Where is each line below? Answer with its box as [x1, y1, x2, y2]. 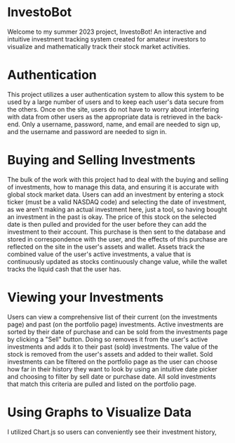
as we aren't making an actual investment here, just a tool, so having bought [7, 205, 227, 213]
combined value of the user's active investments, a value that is [7, 250, 192, 258]
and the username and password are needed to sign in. [7, 127, 167, 135]
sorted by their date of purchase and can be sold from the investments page [7, 327, 228, 336]
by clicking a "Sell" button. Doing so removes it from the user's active [7, 335, 208, 343]
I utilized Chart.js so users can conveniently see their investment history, [7, 428, 217, 436]
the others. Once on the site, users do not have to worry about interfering [7, 105, 220, 113]
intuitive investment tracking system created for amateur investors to [7, 34, 206, 43]
